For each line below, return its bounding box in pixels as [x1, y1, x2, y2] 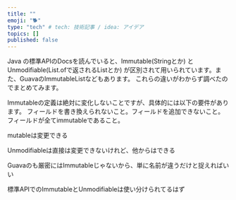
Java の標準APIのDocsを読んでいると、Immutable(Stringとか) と [7, 57, 194, 66]
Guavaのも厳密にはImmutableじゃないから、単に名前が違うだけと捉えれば [7, 161, 223, 170]
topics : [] [7, 30, 39, 37]
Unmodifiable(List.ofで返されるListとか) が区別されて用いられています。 [7, 66, 216, 74]
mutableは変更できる [7, 131, 68, 140]
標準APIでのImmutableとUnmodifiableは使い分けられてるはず [7, 185, 185, 194]
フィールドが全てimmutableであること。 [7, 116, 125, 124]
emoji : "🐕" [7, 17, 41, 24]
